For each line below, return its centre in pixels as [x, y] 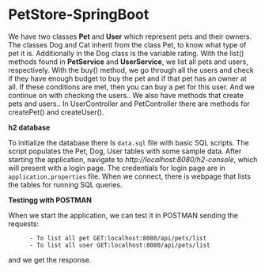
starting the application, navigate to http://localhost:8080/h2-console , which [133, 159]
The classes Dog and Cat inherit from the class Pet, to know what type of [127, 44]
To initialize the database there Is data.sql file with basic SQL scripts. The [129, 142]
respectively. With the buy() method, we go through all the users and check [131, 70]
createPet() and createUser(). [56, 111]
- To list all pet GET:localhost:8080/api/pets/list [118, 238]
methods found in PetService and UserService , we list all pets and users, [129, 62]
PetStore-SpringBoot [79, 15]
